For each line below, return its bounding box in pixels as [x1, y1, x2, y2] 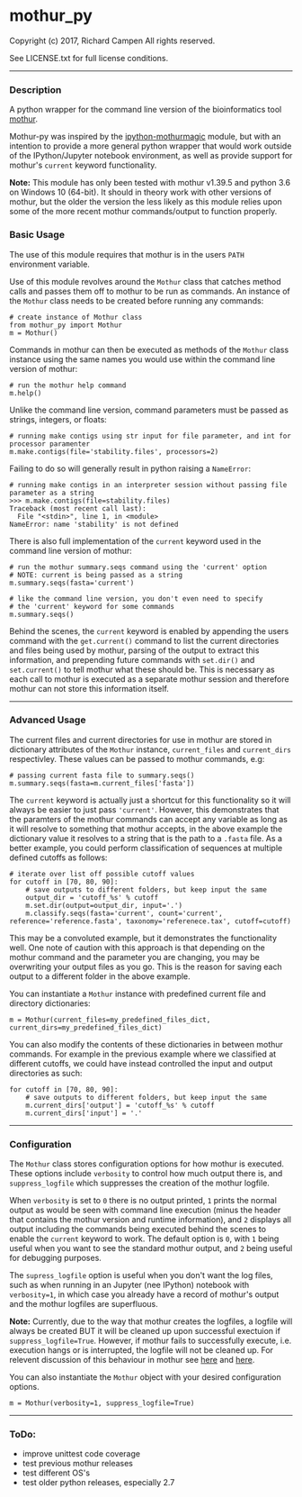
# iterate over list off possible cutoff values [9, 869, 195, 878]
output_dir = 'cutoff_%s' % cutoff [25, 893, 159, 902]
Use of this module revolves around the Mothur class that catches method [9, 276, 281, 286]
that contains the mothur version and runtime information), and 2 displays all [9, 1214, 292, 1225]
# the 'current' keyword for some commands [9, 602, 175, 611]
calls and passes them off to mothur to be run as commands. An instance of [9, 286, 290, 296]
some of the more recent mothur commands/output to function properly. [9, 206, 278, 217]
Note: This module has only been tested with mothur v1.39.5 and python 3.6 [9, 177, 290, 188]
